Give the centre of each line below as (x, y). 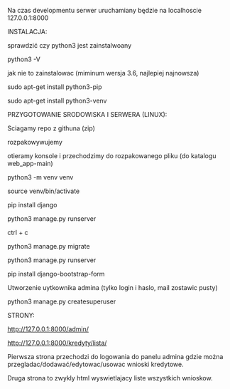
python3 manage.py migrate (49, 246)
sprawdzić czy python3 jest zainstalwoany (70, 45)
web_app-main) (30, 164)
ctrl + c (18, 232)
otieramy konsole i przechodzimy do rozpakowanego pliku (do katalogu (112, 156)
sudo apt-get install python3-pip (55, 87)
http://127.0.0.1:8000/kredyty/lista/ (57, 343)
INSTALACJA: (27, 32)
